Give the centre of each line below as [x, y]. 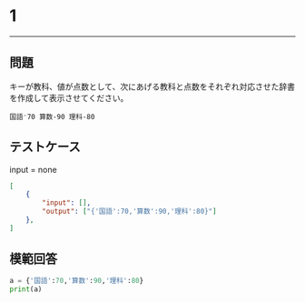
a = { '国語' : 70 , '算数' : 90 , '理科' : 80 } [77, 280]
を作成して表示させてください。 [69, 97]
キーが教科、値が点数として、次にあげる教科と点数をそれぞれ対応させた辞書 [152, 86]
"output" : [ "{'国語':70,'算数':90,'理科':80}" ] [129, 212]
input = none [33, 169]
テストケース [45, 147]
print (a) [26, 289]
